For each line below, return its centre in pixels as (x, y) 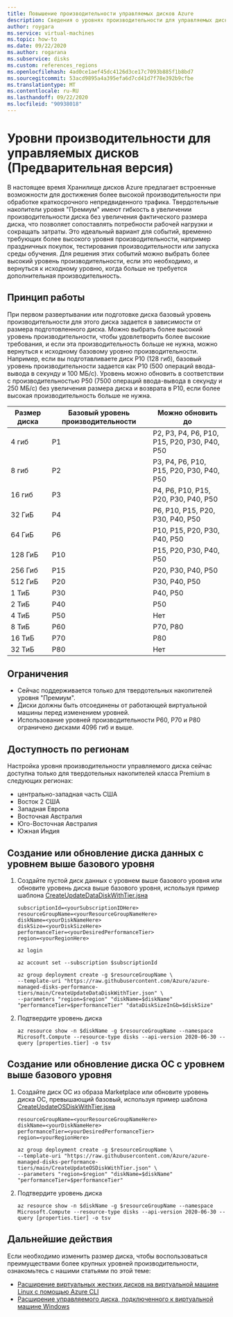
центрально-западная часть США (67, 794)
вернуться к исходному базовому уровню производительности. (103, 351)
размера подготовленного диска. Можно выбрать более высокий (105, 329)
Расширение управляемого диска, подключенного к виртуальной (115, 1299)
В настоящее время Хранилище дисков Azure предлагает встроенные (112, 187)
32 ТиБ (23, 649)
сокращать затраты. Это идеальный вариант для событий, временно (110, 231)
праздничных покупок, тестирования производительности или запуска (113, 246)
